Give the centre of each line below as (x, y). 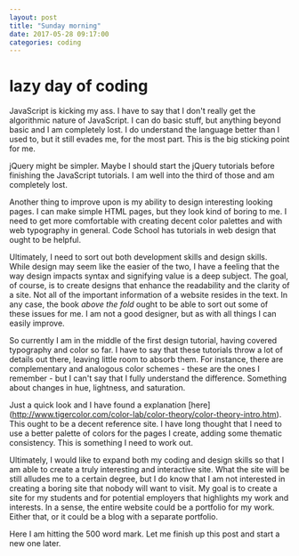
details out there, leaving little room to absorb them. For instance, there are (146, 359)
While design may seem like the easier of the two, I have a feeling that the (145, 267)
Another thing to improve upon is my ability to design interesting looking (141, 202)
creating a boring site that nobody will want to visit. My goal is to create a (143, 488)
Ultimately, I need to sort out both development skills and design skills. (138, 257)
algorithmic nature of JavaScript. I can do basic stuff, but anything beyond (145, 120)
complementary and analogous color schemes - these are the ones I (135, 369)
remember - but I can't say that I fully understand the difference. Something (148, 378)
